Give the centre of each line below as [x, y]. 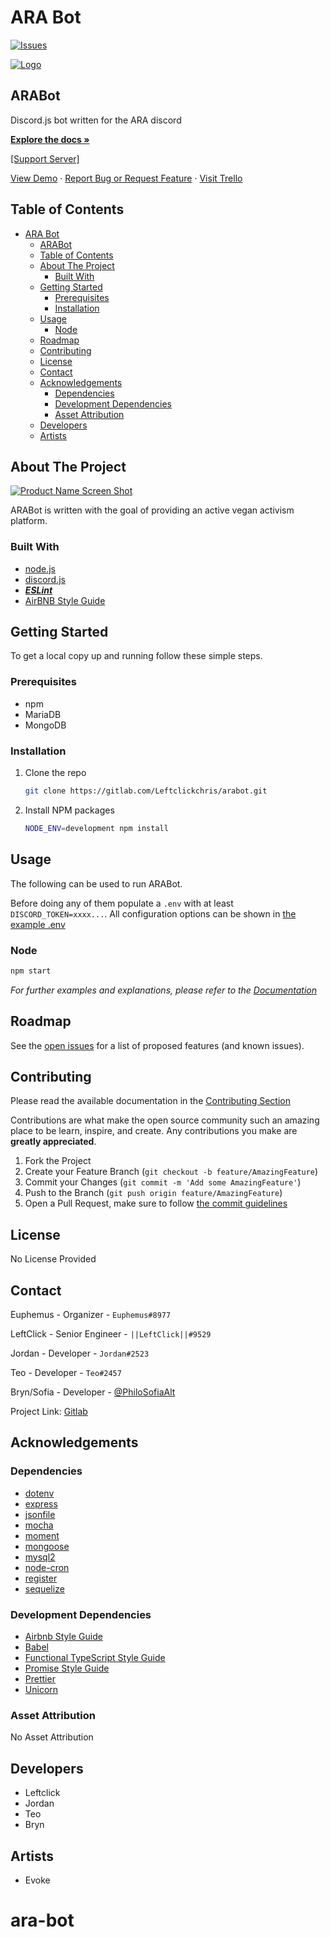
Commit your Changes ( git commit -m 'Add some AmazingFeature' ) [163, 1182]
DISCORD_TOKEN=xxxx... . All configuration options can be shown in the [153, 913]
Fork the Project [58, 1161]
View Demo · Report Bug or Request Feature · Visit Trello [126, 178]
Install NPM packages [69, 810]
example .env [38, 924]
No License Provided [53, 1259]
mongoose [47, 1546]
